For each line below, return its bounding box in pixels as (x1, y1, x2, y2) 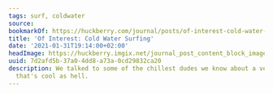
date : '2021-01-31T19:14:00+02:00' (8, 42, 129, 50)
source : (8, 19, 35, 27)
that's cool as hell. (15, 72, 89, 80)
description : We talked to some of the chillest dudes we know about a (8, 65, 256, 73)
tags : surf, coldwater (8, 11, 85, 20)
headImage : (8, 49, 45, 57)
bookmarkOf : (8, 27, 49, 35)
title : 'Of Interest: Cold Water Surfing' (8, 34, 154, 43)
